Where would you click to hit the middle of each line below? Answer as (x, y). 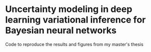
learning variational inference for (75, 20)
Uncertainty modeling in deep (69, 9)
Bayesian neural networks (61, 30)
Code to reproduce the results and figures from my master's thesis (74, 44)
